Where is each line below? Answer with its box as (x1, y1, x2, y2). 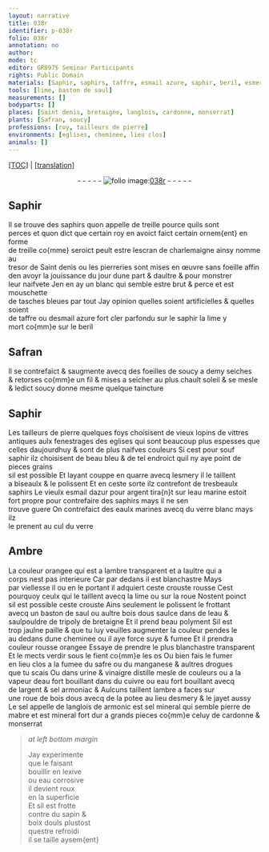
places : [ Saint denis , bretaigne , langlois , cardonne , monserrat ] (8, 109, 235, 117)
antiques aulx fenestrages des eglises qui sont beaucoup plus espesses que (8, 436, 260, 446)
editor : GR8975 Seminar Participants (8, 64, 134, 72)
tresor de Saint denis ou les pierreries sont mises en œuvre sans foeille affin (8, 262, 260, 272)
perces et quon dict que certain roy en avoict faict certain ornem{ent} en (8, 229, 248, 238)
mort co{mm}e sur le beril (8, 322, 94, 332)
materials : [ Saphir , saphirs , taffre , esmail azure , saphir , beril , (8, 78, 242, 86)
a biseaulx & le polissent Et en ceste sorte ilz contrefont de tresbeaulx (8, 478, 239, 488)
